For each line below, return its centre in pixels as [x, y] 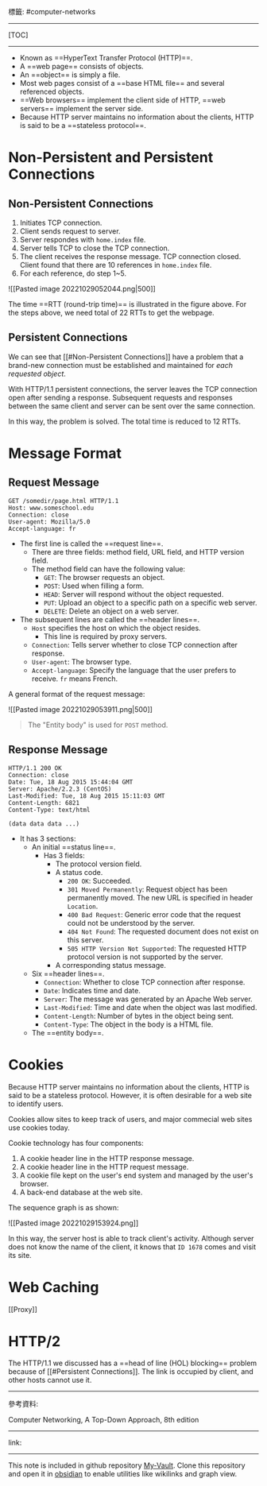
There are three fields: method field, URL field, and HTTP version [138, 551]
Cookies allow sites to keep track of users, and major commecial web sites [130, 1119]
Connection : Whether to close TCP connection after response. [144, 982]
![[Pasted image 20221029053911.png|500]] [81, 709]
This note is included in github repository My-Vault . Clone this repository [127, 1465]
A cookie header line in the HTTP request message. [104, 1167]
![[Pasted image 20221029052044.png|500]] [82, 289]
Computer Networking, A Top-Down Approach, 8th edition [104, 1420]
